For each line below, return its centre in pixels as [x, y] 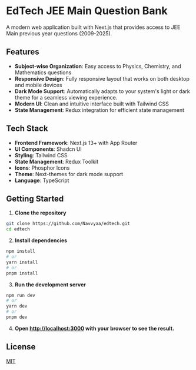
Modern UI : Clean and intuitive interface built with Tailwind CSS [92, 104]
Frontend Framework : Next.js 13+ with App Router [76, 143]
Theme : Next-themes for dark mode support [69, 174]
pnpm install [22, 273]
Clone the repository [40, 213]
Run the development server [50, 285]
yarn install [22, 262]
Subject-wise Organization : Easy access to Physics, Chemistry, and [98, 66]
